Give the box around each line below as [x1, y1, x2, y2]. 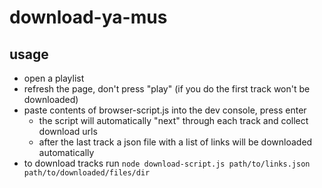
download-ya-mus [9, 6, 168, 29]
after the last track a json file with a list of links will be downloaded [38, 136, 313, 148]
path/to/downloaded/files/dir [23, 168, 151, 178]
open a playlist [23, 72, 85, 84]
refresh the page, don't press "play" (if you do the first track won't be [23, 83, 311, 95]
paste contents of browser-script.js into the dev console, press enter [23, 104, 307, 116]
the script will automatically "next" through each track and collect [38, 115, 309, 126]
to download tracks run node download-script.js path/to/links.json [23, 157, 311, 169]
